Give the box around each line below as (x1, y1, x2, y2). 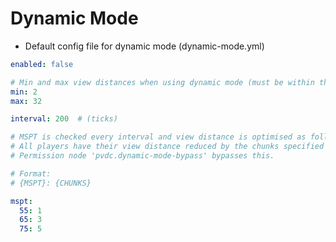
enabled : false (10, 59, 74, 69)
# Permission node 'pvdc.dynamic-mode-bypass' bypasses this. (10, 151, 275, 161)
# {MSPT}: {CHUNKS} (10, 178, 92, 188)
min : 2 (10, 87, 38, 97)
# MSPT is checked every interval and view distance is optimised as (10, 132, 307, 142)
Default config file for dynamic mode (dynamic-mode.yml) (24, 40, 265, 52)
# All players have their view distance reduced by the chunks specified (10, 142, 325, 152)
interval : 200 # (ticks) (10, 114, 118, 124)
